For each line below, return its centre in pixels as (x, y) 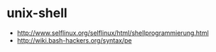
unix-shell (37, 13)
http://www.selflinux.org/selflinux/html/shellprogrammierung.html (113, 33)
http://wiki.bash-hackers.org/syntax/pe (74, 40)
